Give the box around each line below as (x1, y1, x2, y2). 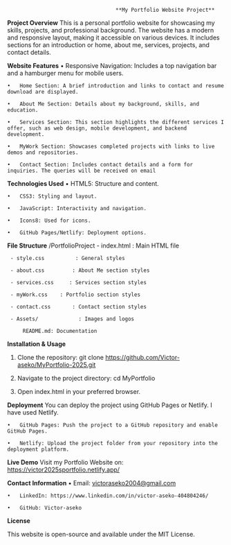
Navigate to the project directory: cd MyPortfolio (17, 374, 156, 382)
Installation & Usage (7, 340, 66, 348)
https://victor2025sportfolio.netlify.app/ (7, 465, 120, 474)
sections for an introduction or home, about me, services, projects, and (7, 41, 210, 49)
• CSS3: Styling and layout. (7, 193, 98, 200)
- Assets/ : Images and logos (10, 315, 135, 322)
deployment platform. (7, 446, 70, 453)
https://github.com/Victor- (104, 354, 180, 361)
